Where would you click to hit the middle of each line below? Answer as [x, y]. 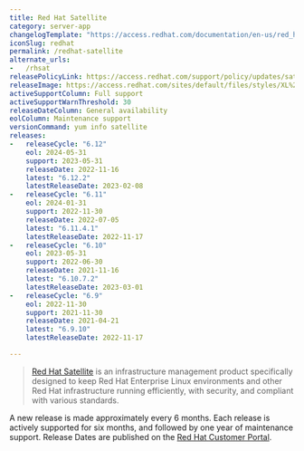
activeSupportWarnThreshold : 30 [70, 102]
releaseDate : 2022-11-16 [72, 169]
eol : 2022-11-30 [57, 304]
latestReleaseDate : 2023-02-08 [85, 187]
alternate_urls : [40, 60]
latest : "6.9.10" [58, 330]
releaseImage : [36, 85]
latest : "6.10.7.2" [62, 279]
